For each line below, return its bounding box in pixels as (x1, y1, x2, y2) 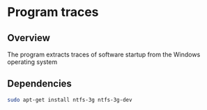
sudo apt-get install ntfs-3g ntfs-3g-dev (7, 96, 132, 103)
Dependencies (7, 78, 72, 90)
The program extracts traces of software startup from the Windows (7, 50, 201, 58)
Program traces (7, 4, 99, 20)
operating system (7, 58, 58, 66)
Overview (7, 32, 51, 44)
